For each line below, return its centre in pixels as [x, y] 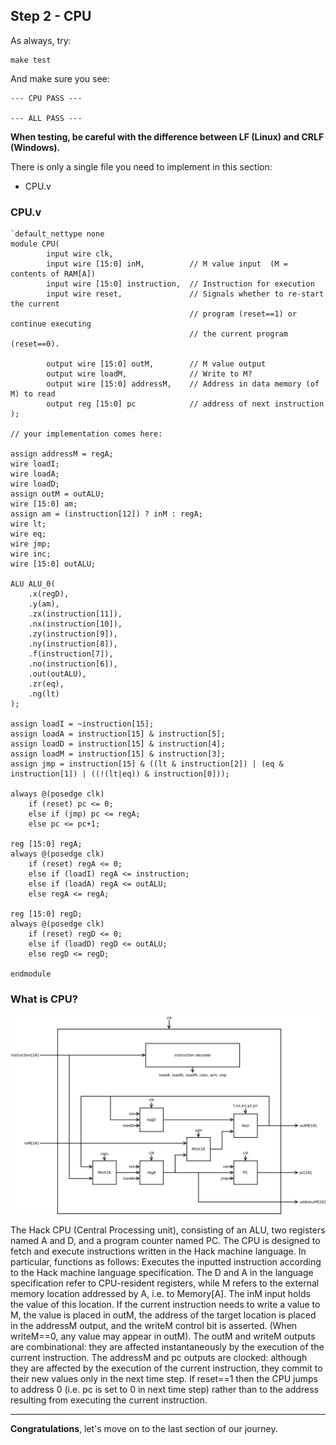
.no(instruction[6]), [73, 664]
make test [31, 60]
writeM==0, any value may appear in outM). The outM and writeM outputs [163, 1336]
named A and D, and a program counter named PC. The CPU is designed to [165, 1241]
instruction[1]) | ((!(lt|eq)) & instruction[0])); [120, 774]
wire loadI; [35, 464]
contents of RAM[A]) [53, 274]
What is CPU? [44, 999]
